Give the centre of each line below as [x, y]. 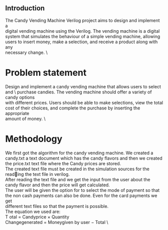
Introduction [25, 8]
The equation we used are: [33, 211]
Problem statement [46, 73]
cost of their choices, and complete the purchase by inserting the [73, 108]
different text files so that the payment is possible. [57, 206]
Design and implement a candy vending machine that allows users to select [83, 86]
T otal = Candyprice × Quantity [37, 217]
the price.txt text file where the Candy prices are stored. [63, 163]
